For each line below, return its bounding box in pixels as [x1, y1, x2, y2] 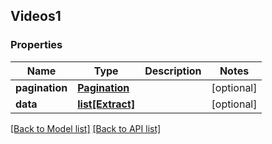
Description [144, 64, 202, 78]
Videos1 [10, 8, 62, 25]
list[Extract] [77, 97, 136, 111]
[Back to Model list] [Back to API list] [10, 122, 162, 134]
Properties [10, 38, 63, 52]
